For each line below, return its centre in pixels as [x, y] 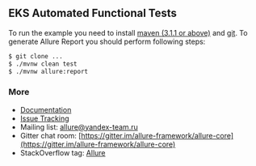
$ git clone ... [36, 56]
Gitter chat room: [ [50, 135]
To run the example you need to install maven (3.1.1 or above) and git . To [128, 32]
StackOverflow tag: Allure [63, 152]
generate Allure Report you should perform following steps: [107, 41]
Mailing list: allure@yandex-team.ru [79, 127]
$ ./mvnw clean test [43, 64]
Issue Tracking [45, 118]
